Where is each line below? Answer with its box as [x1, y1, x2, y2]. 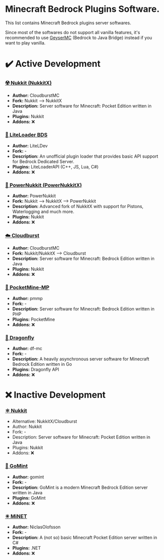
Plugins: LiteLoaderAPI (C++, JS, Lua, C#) [12, 164, 99, 170]
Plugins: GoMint [12, 495, 46, 501]
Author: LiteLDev [12, 142, 48, 149]
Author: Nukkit [12, 424, 42, 430]
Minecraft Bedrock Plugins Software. [5, 3, 160, 15]
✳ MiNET [5, 513, 27, 519]
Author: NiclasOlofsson [12, 524, 61, 530]
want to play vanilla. [5, 40, 46, 45]
